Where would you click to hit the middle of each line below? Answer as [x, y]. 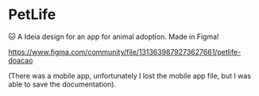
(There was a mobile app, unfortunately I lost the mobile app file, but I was [130, 75]
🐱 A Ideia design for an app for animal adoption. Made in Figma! [114, 36]
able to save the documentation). [62, 84]
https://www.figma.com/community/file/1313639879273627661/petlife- [125, 52]
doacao [21, 60]
